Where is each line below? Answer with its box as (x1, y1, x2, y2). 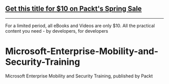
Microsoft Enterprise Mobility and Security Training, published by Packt (5, 73, 153, 79)
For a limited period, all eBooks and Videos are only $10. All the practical (5, 23, 155, 29)
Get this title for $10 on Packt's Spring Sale (5, 5, 142, 13)
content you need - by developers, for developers (5, 28, 108, 34)
